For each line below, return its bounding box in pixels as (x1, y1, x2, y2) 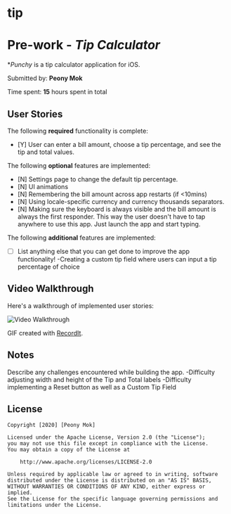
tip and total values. (17, 148, 75, 156)
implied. (7, 489, 33, 496)
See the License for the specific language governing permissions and (7, 496, 218, 503)
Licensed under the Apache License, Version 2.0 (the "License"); (7, 434, 206, 441)
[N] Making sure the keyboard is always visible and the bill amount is (17, 205, 216, 213)
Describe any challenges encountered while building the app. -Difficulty (7, 368, 216, 376)
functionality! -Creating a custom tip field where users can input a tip (17, 255, 217, 263)
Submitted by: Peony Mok (7, 74, 83, 82)
